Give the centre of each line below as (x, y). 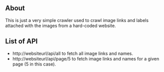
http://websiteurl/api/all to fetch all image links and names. (73, 53)
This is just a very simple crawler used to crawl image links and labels (77, 20)
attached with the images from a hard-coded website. (60, 25)
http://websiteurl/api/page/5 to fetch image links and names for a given (86, 58)
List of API (21, 41)
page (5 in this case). (34, 64)
